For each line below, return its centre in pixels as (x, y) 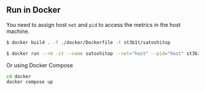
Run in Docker (34, 10)
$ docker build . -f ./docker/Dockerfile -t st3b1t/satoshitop (88, 42)
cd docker (19, 76)
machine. (18, 31)
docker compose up (30, 82)
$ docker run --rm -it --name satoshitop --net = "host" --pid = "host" (95, 53)
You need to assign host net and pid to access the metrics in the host (94, 24)
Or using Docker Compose (40, 65)
